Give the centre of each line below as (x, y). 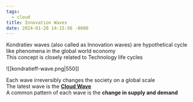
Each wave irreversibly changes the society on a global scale (81, 80)
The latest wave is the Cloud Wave (49, 87)
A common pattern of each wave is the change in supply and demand (92, 93)
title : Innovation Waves (37, 22)
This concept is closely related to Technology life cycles (75, 57)
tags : (13, 11)
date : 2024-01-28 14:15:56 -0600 (47, 28)
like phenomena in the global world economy (61, 51)
